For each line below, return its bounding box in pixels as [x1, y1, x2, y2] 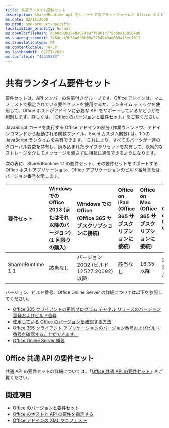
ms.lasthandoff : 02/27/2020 [5, 49, 64, 54]
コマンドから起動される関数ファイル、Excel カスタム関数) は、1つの [9, 131, 150, 137]
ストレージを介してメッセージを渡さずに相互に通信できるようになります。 [5, 150, 159, 156]
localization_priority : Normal [5, 26, 71, 31]
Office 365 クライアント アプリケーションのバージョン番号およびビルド [12, 325, 160, 331]
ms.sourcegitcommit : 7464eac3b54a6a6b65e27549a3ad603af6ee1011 [5, 36, 141, 41]
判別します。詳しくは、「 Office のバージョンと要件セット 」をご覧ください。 [5, 114, 162, 120]
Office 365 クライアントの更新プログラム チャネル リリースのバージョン [12, 306, 161, 312]
